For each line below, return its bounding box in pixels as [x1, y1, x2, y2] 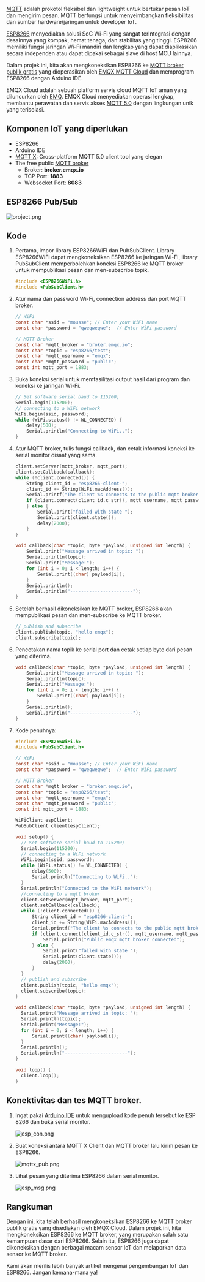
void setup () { [15, 833, 54, 840]
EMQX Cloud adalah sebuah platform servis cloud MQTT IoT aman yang [6, 86, 187, 94]
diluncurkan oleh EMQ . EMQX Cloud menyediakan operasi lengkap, [6, 93, 175, 100]
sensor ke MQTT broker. [6, 1250, 68, 1258]
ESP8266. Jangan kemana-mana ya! [6, 1269, 98, 1276]
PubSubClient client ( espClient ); [15, 823, 101, 829]
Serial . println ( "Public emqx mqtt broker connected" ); [42, 936, 185, 943]
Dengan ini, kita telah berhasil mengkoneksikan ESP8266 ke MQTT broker [6, 1218, 192, 1225]
